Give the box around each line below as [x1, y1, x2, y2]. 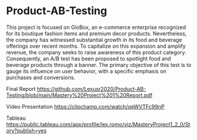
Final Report [6, 85, 36, 92]
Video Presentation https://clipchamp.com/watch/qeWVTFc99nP [6, 103, 165, 110]
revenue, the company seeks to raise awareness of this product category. [6, 48, 187, 56]
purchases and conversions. [6, 74, 75, 81]
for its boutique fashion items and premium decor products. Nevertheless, [6, 30, 187, 37]
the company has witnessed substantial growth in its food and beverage [6, 36, 182, 43]
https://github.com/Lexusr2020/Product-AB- [37, 85, 147, 92]
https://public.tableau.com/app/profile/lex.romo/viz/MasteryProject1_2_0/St [6, 121, 190, 128]
